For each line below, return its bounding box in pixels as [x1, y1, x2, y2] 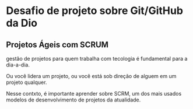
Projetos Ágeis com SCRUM [6, 40, 109, 50]
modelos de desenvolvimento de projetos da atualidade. [6, 96, 141, 103]
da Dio [6, 16, 38, 30]
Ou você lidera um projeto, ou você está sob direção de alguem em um [6, 73, 177, 79]
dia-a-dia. [6, 61, 30, 68]
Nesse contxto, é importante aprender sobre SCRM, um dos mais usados [6, 90, 182, 97]
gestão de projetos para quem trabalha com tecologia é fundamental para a [6, 55, 188, 62]
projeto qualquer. [6, 79, 47, 86]
